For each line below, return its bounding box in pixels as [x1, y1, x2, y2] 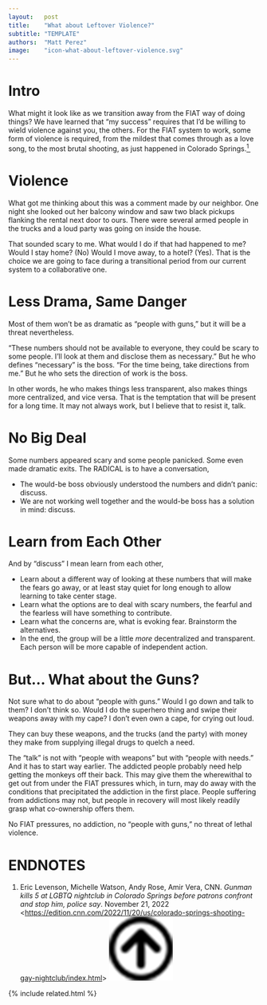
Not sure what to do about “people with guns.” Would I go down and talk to [8, 697, 254, 706]
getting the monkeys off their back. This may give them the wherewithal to [8, 770, 253, 780]
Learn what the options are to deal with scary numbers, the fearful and [19, 600, 253, 610]
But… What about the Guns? [8, 670, 200, 689]
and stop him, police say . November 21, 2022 [19, 900, 170, 909]
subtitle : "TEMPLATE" [8, 30, 80, 38]
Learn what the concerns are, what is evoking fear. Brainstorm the [19, 617, 238, 626]
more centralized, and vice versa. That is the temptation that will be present [8, 392, 257, 402]
